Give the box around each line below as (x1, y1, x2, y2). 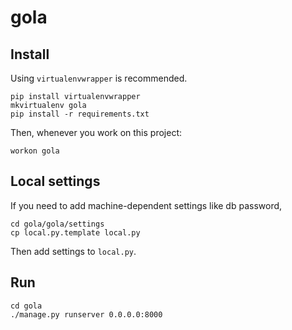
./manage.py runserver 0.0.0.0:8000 (10, 309, 163, 320)
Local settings (10, 173, 101, 190)
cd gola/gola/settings (10, 219, 105, 229)
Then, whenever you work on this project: (10, 127, 183, 138)
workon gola (10, 146, 60, 156)
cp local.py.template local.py (10, 227, 141, 238)
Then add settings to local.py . (10, 245, 137, 257)
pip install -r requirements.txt (10, 109, 150, 119)
